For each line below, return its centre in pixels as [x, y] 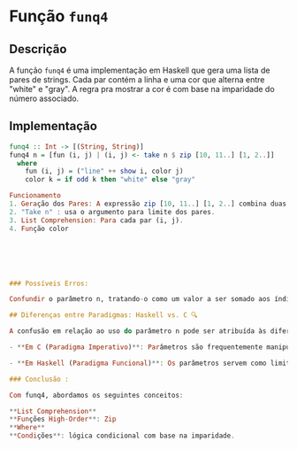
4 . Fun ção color [39, 228]
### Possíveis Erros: [49, 283]
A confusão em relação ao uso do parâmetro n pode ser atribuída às [138, 331]
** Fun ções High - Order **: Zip [63, 419]
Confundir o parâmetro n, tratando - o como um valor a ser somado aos [140, 299]
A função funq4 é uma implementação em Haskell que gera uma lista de [140, 70]
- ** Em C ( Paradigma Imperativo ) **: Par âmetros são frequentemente [136, 347]
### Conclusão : [39, 379]
